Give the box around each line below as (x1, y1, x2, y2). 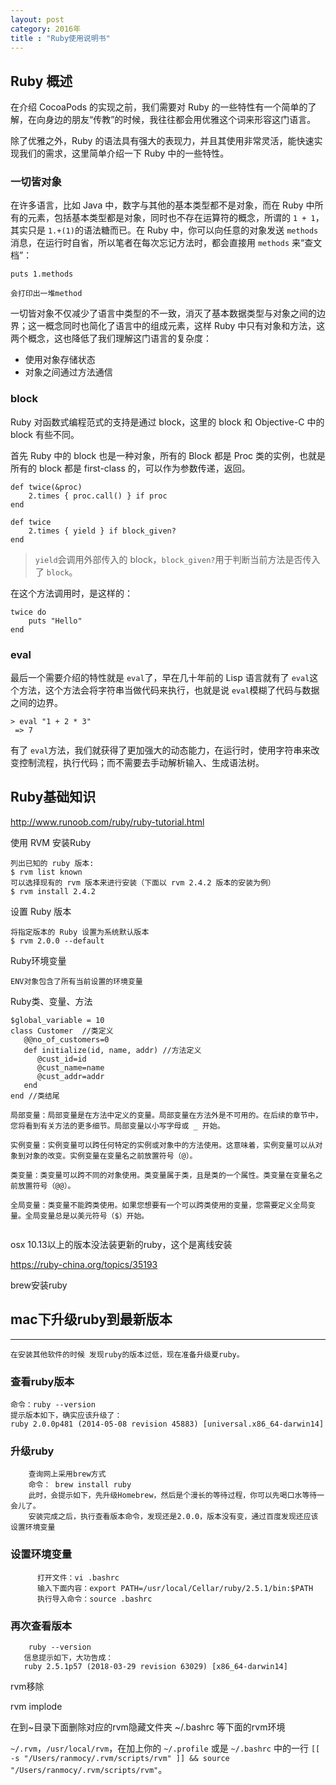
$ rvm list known (10, 867, 83, 877)
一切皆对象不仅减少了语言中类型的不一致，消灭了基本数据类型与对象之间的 (10, 307, 317, 320)
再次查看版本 (10, 1619, 73, 1633)
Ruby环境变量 (10, 954, 67, 966)
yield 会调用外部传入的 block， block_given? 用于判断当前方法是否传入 (34, 553, 321, 565)
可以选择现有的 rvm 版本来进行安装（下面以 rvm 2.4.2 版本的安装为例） (10, 877, 276, 888)
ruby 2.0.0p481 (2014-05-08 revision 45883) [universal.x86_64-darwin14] (10, 1419, 325, 1429)
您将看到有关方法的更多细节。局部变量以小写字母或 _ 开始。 (10, 1121, 225, 1131)
